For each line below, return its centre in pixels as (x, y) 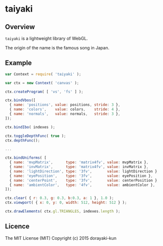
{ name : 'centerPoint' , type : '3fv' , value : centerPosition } (83, 180)
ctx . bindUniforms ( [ (26, 158)
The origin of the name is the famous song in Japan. (57, 48)
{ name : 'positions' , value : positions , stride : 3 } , (65, 105)
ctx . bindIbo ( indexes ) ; (30, 127)
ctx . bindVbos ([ (20, 100)
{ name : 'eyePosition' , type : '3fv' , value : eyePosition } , (81, 176)
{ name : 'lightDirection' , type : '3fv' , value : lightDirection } (83, 171)
